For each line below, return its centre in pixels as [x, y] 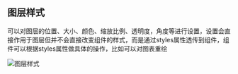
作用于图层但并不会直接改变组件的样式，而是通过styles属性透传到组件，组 [121, 39]
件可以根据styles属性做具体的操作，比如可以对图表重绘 [87, 49]
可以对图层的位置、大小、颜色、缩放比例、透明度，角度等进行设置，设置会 [116, 31]
